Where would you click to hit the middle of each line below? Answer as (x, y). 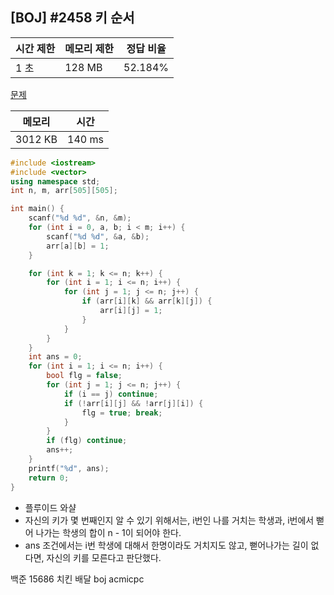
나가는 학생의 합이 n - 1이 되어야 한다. (108, 532)
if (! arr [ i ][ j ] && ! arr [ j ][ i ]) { (133, 403)
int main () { (37, 209)
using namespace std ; (55, 181)
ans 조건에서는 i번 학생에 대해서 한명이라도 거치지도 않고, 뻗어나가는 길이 (166, 545)
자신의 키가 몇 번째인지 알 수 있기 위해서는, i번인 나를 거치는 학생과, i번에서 (169, 520)
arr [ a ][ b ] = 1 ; (78, 246)
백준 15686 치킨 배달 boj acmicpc (77, 579)
